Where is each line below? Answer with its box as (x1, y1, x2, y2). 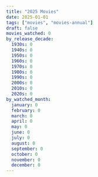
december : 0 (11, 162, 41, 168)
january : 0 (11, 101, 38, 108)
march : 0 (11, 113, 33, 119)
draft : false (6, 25, 38, 31)
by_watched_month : (6, 96, 51, 102)
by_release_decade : (6, 36, 54, 42)
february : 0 (11, 107, 41, 113)
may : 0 (11, 124, 28, 130)
